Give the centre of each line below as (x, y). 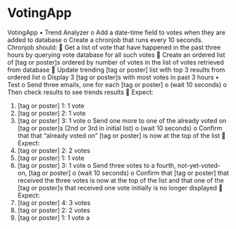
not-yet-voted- (199, 165)
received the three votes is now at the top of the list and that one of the (120, 180)
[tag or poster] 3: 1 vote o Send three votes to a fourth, (97, 165)
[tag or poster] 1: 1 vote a (54, 217)
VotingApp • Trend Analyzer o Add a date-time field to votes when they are (116, 32)
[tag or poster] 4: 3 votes (54, 202)
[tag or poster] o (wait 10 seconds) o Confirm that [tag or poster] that (129, 173)
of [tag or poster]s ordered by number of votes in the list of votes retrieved (116, 62)
